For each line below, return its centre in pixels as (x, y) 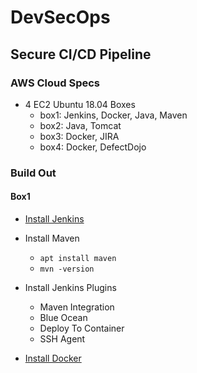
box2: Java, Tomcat (80, 125)
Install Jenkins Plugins (70, 287)
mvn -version (67, 269)
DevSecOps (60, 17)
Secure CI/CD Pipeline (81, 54)
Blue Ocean (63, 317)
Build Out (33, 173)
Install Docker (53, 358)
